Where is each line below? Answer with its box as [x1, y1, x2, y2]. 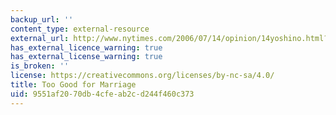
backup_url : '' [10, 14, 74, 25]
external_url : [10, 33, 70, 43]
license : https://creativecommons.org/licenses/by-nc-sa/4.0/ [10, 71, 275, 81]
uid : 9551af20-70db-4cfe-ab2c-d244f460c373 [10, 89, 195, 99]
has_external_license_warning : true [10, 52, 163, 62]
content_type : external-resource [10, 24, 150, 34]
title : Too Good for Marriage [10, 80, 137, 90]
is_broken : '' [10, 61, 70, 71]
